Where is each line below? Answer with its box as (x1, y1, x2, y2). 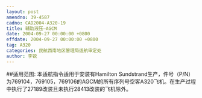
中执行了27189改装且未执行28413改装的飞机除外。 (6, 85, 131, 93)
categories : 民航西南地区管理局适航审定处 (6, 48, 102, 54)
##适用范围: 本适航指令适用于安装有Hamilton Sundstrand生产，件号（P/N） (6, 70, 194, 78)
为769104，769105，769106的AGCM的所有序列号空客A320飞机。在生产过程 (6, 78, 196, 85)
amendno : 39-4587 (6, 14, 50, 20)
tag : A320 (6, 42, 31, 48)
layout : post (6, 8, 39, 15)
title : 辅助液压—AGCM (6, 25, 57, 32)
